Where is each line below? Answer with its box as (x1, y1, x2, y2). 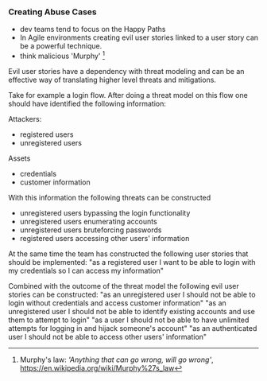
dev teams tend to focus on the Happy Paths (19, 25, 166, 34)
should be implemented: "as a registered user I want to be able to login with (8, 257, 256, 266)
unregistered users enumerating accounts (19, 216, 157, 226)
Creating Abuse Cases (8, 6, 97, 17)
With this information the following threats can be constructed (8, 192, 211, 202)
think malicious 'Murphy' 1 (19, 50, 106, 60)
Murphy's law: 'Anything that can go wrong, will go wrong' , (19, 355, 214, 364)
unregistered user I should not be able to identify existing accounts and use (8, 306, 256, 316)
